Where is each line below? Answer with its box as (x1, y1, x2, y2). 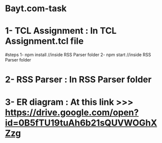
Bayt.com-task (5, 3, 67, 14)
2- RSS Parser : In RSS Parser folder (5, 74, 152, 85)
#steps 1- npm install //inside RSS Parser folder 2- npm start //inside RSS (5, 52, 151, 58)
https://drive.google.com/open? (5, 107, 139, 118)
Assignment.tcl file (5, 36, 84, 47)
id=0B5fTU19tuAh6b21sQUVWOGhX (5, 117, 157, 128)
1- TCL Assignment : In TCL (5, 25, 117, 37)
